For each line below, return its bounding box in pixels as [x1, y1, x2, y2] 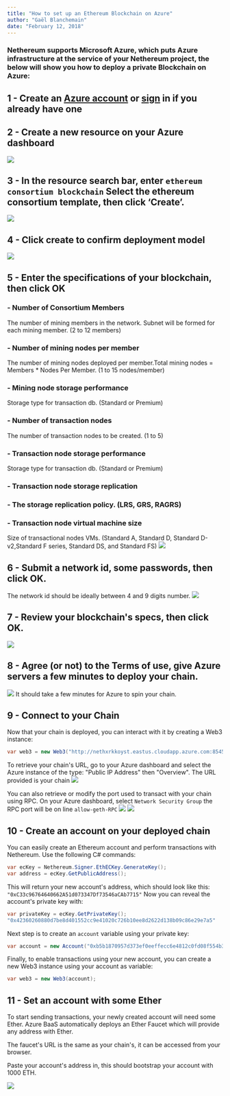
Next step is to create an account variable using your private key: [7, 929, 190, 937]
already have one [7, 103, 82, 115]
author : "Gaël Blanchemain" [7, 16, 88, 23]
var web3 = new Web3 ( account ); [7, 976, 97, 983]
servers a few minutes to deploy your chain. [7, 671, 199, 683]
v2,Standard [7, 542, 42, 550]
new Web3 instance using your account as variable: [7, 962, 153, 970]
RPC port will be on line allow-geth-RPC [7, 805, 118, 814]
